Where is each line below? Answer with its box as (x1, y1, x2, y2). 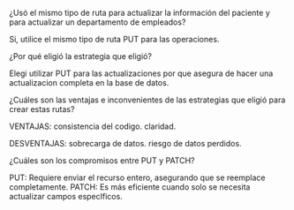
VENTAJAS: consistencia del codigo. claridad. (9, 121, 177, 131)
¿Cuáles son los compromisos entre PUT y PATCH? (9, 155, 196, 166)
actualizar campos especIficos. (9, 191, 124, 201)
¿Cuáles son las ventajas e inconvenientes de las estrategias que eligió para (9, 94, 286, 105)
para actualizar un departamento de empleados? (9, 17, 186, 27)
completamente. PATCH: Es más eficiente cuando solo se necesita (9, 182, 251, 192)
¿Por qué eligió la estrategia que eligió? (9, 51, 153, 61)
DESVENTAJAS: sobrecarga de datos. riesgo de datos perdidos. (9, 139, 242, 148)
